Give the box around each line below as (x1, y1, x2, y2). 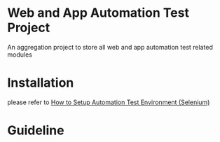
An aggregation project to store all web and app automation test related (7, 43, 214, 51)
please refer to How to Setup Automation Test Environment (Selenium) (7, 98, 210, 106)
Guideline (7, 122, 64, 139)
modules (7, 50, 33, 59)
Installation (7, 75, 74, 91)
